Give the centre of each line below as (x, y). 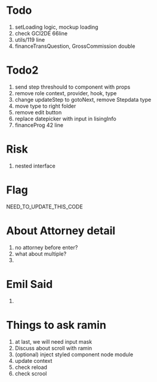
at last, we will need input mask (53, 341)
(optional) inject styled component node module (74, 354)
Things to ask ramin (56, 325)
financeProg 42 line (39, 125)
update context (33, 360)
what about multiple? (41, 254)
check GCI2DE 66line (41, 33)
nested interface (35, 166)
